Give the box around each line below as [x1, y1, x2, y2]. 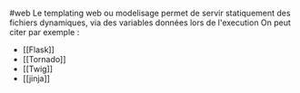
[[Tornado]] [22, 54, 66, 64]
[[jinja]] [22, 73, 50, 84]
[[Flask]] [22, 44, 55, 55]
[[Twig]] [22, 63, 53, 74]
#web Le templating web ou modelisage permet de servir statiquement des [9, 8, 291, 18]
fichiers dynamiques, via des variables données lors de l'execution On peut [9, 17, 291, 28]
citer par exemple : [9, 27, 80, 37]
